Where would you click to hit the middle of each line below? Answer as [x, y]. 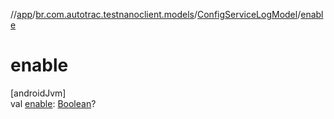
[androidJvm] [38, 93]
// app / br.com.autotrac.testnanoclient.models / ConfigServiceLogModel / [156, 14]
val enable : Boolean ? [53, 103]
